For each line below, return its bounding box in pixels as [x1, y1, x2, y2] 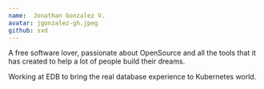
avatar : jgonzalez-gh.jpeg [8, 19, 98, 27]
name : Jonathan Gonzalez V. [8, 11, 106, 20]
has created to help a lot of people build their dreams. [8, 56, 186, 66]
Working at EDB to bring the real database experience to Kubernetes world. [8, 72, 257, 82]
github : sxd [8, 26, 48, 34]
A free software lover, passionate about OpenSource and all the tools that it [8, 48, 256, 58]
